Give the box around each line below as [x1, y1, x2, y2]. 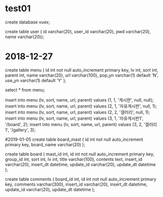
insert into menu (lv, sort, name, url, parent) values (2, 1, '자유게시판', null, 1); [5, 103, 157, 109]
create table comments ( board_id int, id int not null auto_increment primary [5, 176, 157, 182]
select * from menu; [5, 87, 45, 93]
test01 [5, 3, 31, 14]
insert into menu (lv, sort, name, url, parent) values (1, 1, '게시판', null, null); [5, 97, 154, 103]
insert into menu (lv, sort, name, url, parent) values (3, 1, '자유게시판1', [5, 115, 143, 121]
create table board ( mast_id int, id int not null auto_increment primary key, [5, 151, 155, 157]
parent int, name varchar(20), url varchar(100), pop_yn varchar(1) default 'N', [5, 72, 159, 78]
